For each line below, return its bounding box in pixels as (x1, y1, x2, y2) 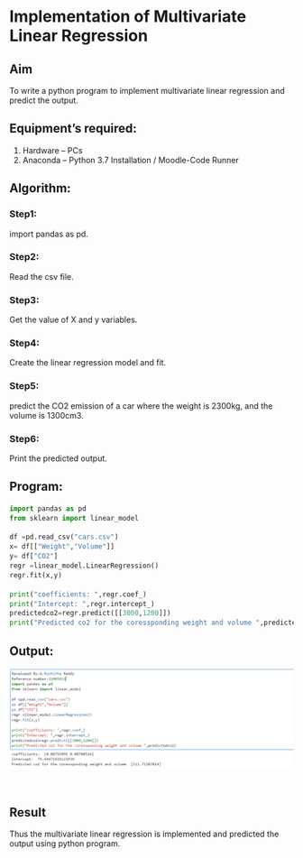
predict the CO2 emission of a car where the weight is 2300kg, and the (9, 400, 273, 411)
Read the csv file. (9, 271, 74, 281)
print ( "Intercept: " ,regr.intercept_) (9, 599, 155, 608)
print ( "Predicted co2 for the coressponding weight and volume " (9, 618, 260, 628)
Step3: (9, 293, 40, 306)
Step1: (9, 208, 38, 220)
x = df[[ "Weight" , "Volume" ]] (9, 542, 115, 551)
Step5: (9, 380, 40, 392)
